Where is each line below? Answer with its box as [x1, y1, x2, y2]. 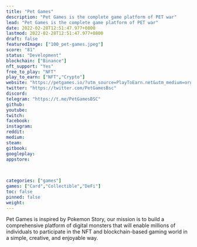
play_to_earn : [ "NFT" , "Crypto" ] [6, 74, 85, 80]
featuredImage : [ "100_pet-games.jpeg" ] [6, 42, 104, 48]
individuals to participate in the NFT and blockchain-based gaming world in [6, 228, 188, 235]
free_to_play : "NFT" [6, 69, 57, 75]
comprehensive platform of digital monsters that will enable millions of [6, 222, 176, 229]
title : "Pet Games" [6, 8, 54, 15]
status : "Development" [6, 52, 62, 58]
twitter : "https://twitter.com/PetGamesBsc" [6, 85, 117, 91]
